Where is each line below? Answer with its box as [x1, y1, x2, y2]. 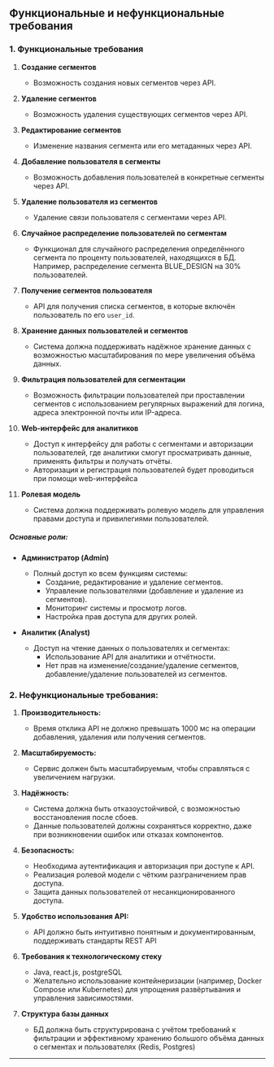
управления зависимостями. [33, 993, 134, 1003]
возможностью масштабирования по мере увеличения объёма [33, 349, 255, 360]
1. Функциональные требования [9, 44, 144, 55]
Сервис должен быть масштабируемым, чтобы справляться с [33, 763, 250, 773]
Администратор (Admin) [20, 553, 109, 562]
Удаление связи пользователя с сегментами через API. [33, 212, 227, 222]
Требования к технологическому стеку [20, 951, 162, 961]
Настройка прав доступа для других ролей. [45, 611, 198, 621]
